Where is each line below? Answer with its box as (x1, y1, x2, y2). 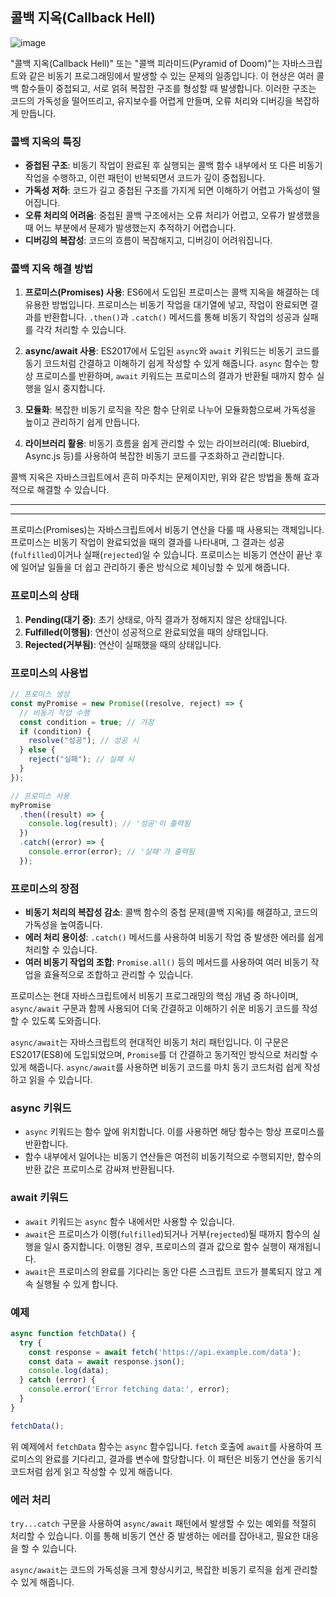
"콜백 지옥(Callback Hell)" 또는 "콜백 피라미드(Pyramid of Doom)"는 (10, 57, 280, 69)
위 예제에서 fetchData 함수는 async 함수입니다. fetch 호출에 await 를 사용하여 (10, 1440, 312, 1452)
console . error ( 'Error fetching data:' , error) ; (28, 1384, 230, 1395)
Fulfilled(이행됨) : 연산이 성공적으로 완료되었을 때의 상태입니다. (24, 626, 269, 638)
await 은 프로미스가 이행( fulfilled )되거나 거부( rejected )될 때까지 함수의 (24, 1228, 311, 1240)
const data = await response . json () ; (28, 1356, 186, 1367)
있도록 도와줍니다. (31, 1015, 102, 1027)
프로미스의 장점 (10, 881, 80, 895)
